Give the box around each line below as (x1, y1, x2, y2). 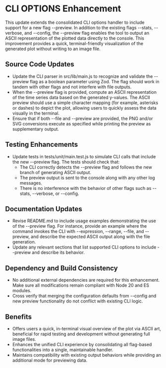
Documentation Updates (5, 204, 83, 213)
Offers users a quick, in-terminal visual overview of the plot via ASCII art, (12, 326, 161, 331)
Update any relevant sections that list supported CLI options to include (12, 244, 157, 250)
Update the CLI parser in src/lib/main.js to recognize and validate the (12, 73, 153, 79)
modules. (12, 288, 32, 294)
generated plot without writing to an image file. (5, 46, 101, 52)
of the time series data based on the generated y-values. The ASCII (12, 94, 150, 100)
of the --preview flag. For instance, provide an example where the (12, 223, 147, 229)
